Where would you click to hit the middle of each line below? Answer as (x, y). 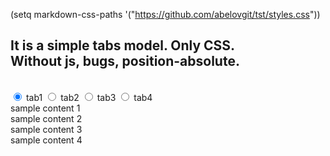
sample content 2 (46, 118)
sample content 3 (46, 129)
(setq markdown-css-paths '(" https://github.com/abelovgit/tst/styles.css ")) (165, 14)
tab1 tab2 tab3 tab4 (89, 97)
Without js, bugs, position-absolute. (125, 61)
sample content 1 (45, 108)
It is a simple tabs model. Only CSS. (123, 45)
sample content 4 (46, 140)
